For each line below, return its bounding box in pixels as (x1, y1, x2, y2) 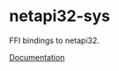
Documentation (9, 52, 65, 62)
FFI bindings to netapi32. (9, 35, 100, 46)
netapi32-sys (9, 6, 111, 26)
